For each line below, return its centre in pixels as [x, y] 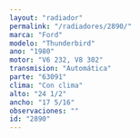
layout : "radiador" [46, 18]
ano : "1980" [32, 52]
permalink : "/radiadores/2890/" [70, 26]
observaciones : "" [44, 111]
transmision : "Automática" [60, 69]
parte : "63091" [38, 77]
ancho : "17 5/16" [42, 102]
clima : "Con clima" [46, 85]
